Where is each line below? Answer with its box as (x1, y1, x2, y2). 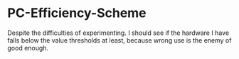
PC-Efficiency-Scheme (7, 5, 147, 21)
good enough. (7, 43, 48, 52)
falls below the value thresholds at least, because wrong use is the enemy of (7, 36, 232, 44)
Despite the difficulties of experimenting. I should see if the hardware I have (7, 28, 230, 37)
